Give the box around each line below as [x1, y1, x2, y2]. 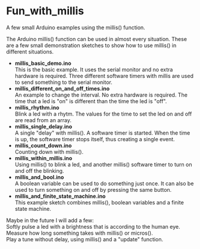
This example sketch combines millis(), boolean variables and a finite [14, 198, 185, 206]
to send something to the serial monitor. [14, 79, 113, 86]
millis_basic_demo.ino [14, 60, 71, 67]
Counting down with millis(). [14, 148, 84, 155]
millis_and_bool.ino [14, 173, 64, 180]
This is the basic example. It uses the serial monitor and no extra [14, 66, 173, 73]
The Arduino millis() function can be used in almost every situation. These [6, 35, 187, 42]
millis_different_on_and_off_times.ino [14, 85, 110, 92]
